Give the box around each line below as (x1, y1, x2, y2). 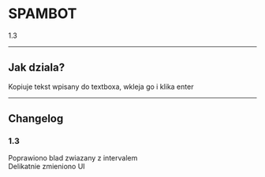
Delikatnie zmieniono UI (8, 162, 85, 171)
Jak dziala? (8, 61, 65, 75)
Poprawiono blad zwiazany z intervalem (8, 153, 138, 163)
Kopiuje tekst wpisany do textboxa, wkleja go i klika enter (8, 82, 194, 91)
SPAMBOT (8, 5, 77, 23)
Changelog (8, 112, 64, 126)
